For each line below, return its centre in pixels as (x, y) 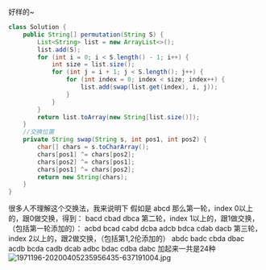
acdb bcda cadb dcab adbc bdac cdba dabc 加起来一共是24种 (112, 249)
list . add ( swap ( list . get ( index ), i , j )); (149, 87)
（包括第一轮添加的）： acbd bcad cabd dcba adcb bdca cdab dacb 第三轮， (135, 229)
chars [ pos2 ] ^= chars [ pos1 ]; (86, 162)
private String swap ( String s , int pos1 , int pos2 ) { (115, 139)
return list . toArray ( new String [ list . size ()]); (118, 117)
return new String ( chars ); (83, 177)
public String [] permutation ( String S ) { (93, 35)
